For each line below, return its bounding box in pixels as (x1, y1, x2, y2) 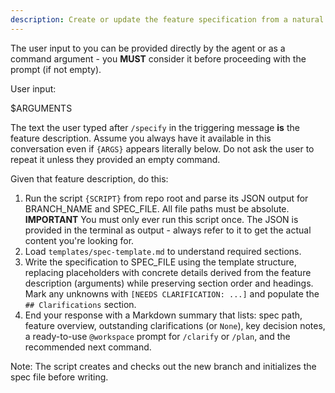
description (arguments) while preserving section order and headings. (24, 277, 314, 289)
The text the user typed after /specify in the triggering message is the (10, 121, 300, 133)
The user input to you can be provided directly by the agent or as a (10, 42, 286, 54)
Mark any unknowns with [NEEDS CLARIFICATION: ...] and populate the (24, 287, 320, 300)
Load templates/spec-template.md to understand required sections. (24, 245, 302, 257)
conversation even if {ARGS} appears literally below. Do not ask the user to (10, 142, 315, 155)
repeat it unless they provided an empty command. (10, 153, 221, 165)
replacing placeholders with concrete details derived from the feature (24, 266, 312, 278)
